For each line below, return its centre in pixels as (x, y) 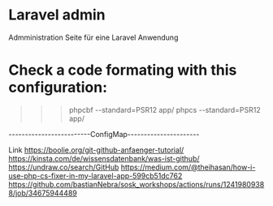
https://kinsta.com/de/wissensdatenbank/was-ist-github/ (104, 158)
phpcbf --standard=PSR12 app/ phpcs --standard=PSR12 (165, 109)
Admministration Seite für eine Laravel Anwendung (93, 37)
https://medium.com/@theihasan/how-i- (188, 167)
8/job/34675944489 (43, 193)
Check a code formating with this (123, 70)
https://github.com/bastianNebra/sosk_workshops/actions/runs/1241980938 (136, 184)
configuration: (58, 88)
